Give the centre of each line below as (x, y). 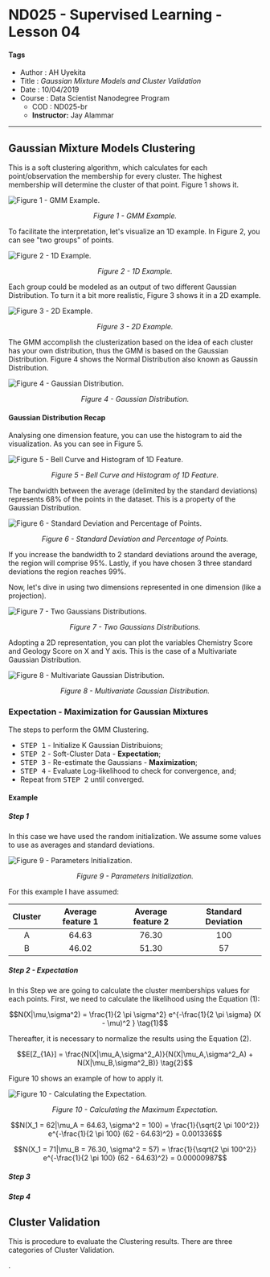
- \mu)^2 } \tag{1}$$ (135, 1023)
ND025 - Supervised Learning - (115, 15)
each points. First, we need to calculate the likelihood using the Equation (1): (134, 999)
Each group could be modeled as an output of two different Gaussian (123, 287)
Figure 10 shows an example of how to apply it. (86, 1079)
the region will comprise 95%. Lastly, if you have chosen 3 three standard (130, 563)
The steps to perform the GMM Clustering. (79, 729)
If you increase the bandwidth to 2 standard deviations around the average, (133, 555)
